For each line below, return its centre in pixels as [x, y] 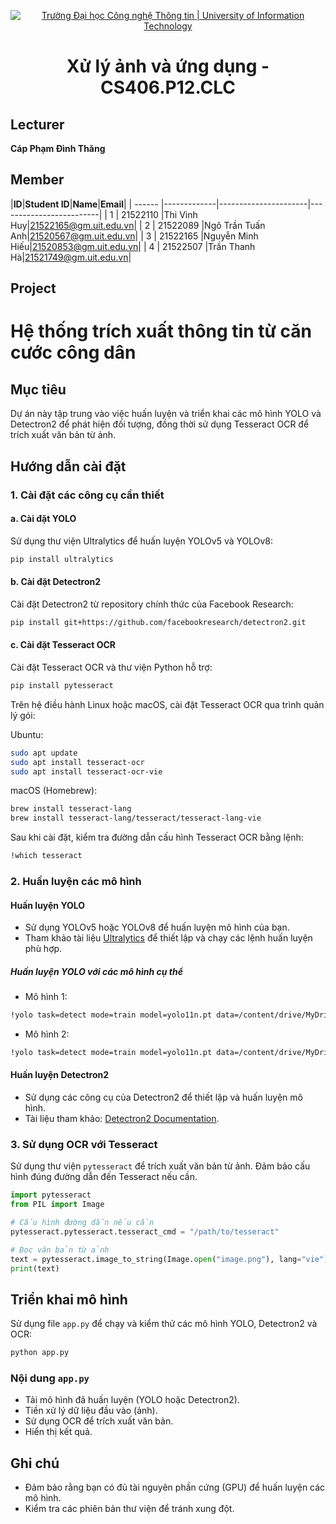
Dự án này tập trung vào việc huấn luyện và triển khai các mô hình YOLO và [166, 414]
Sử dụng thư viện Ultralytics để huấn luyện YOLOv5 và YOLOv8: [142, 541]
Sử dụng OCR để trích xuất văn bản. [99, 1421]
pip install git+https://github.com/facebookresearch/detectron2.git [158, 622]
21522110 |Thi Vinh [159, 214]
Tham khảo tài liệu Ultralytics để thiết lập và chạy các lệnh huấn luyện [168, 938]
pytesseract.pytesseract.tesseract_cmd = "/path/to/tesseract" [145, 1231]
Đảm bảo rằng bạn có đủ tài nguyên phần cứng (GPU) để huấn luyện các [175, 1487]
